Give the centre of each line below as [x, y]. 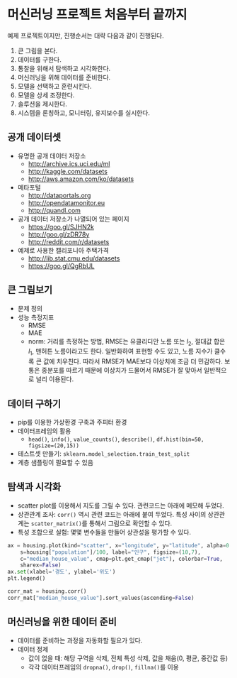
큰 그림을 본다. [37, 50]
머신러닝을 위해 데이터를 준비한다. [64, 77]
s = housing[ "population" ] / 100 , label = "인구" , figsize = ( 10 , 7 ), [111, 552]
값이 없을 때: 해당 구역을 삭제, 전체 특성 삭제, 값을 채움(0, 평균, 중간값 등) [128, 658]
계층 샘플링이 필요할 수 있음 [56, 462]
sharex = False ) [41, 565]
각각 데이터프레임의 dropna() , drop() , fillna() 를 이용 [103, 667]
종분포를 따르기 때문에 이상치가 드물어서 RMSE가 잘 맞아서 [122, 371]
